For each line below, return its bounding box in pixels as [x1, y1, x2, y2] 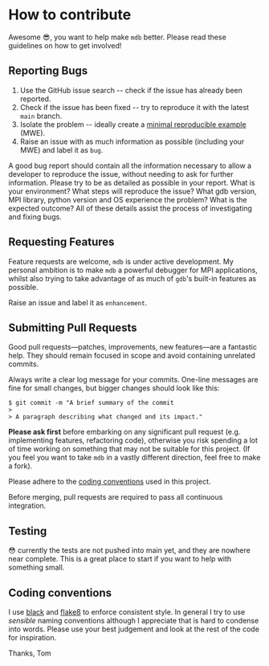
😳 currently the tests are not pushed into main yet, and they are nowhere [8, 545, 251, 555]
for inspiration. [8, 633, 57, 642]
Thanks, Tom [8, 648, 52, 658]
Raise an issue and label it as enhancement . [8, 297, 148, 307]
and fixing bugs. [8, 211, 62, 222]
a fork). [8, 461, 33, 471]
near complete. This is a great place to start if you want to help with [8, 554, 232, 564]
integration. [8, 501, 47, 511]
